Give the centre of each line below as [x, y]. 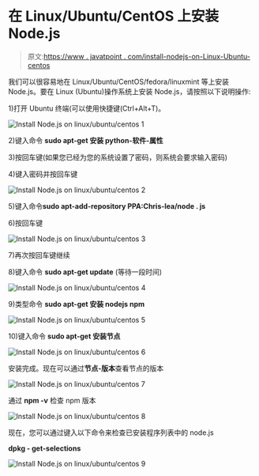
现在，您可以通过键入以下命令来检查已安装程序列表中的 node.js [111, 433]
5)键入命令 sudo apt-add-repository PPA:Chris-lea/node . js [107, 206]
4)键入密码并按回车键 [43, 174]
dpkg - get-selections [45, 448]
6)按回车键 [26, 223]
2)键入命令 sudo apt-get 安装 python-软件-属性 [86, 140]
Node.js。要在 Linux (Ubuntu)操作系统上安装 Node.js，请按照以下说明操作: [129, 91]
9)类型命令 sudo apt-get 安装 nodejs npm [77, 304]
